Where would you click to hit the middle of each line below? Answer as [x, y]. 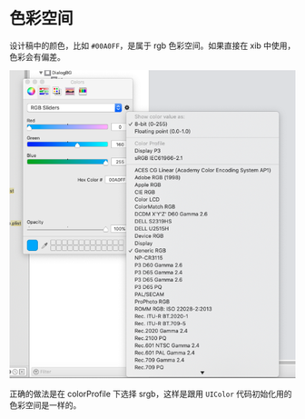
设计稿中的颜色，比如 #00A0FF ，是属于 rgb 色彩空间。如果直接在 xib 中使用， [152, 45]
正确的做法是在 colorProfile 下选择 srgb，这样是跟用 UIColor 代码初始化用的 [151, 394]
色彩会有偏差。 [37, 56]
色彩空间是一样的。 [45, 404]
